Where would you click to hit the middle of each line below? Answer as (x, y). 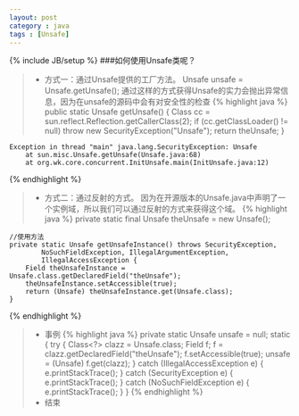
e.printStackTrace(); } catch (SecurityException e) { (139, 373)
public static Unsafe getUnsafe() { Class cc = (127, 112)
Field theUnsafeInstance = (75, 269)
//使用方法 (27, 237)
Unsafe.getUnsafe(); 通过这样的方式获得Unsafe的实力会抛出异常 (162, 91)
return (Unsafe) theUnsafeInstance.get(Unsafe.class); (129, 292)
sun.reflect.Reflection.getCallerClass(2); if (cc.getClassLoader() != (166, 121)
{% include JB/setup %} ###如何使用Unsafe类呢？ (103, 61)
